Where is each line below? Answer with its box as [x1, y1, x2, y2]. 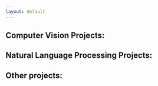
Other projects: [5, 70, 63, 80]
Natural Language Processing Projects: [5, 51, 153, 61]
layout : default [5, 8, 45, 15]
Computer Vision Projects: [5, 31, 105, 41]
